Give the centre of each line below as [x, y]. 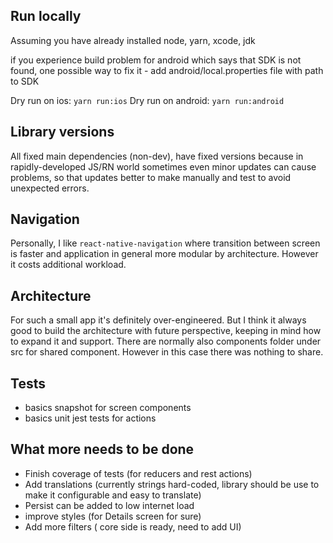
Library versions [62, 132]
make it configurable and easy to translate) [113, 495]
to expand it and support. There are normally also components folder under [166, 341]
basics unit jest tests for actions [90, 418]
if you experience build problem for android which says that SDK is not [156, 60]
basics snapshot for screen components [108, 408]
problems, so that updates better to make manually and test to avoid [151, 177]
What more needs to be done [102, 449]
